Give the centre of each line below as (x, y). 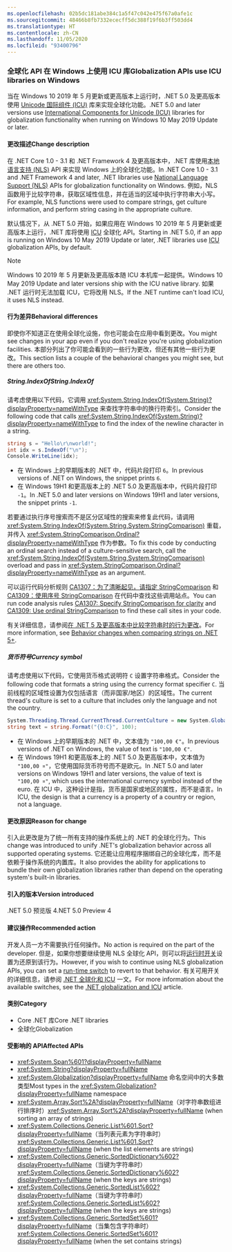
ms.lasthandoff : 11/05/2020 (48, 39)
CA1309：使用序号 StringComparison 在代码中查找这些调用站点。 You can (112, 596)
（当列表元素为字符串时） (128, 1134)
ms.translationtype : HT (41, 26)
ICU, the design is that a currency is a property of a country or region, (116, 797)
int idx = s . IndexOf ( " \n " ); (48, 450)
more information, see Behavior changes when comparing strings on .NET (113, 633)
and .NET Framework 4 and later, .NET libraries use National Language (108, 177)
